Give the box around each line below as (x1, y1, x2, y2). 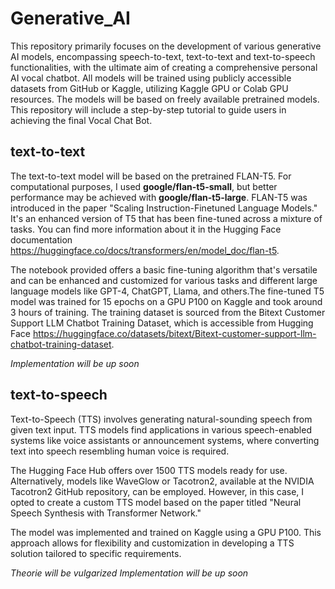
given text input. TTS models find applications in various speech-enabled (10, 423, 312, 436)
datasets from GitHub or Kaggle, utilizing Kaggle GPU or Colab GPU (10, 82, 289, 94)
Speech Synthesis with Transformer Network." (10, 507, 202, 519)
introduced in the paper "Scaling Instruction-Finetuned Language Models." (10, 202, 318, 214)
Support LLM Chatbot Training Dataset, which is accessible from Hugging (10, 317, 314, 329)
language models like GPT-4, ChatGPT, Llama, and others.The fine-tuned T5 (10, 285, 325, 297)
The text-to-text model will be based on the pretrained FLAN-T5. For (10, 170, 292, 182)
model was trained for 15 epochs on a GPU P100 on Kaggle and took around (10, 295, 323, 307)
